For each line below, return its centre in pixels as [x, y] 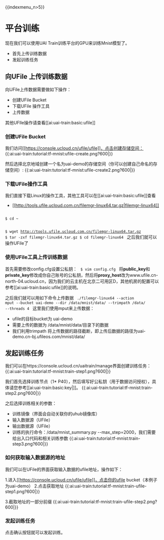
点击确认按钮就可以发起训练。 [35, 533]
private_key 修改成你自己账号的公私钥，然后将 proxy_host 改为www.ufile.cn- [82, 275]
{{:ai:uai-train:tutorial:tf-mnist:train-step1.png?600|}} [58, 371]
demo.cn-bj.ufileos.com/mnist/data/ [48, 336]
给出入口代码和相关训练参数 [40, 438]
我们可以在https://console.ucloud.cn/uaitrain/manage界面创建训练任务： [78, 366]
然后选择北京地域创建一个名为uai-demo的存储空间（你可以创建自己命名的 [79, 164]
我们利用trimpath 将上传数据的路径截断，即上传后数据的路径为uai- [79, 331]
